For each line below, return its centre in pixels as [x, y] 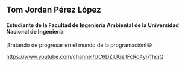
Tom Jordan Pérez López [54, 10]
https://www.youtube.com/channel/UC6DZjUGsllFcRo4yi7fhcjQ [85, 56]
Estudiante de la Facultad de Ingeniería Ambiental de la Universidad [93, 25]
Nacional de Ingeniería [35, 31]
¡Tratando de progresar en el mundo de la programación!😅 [79, 45]
